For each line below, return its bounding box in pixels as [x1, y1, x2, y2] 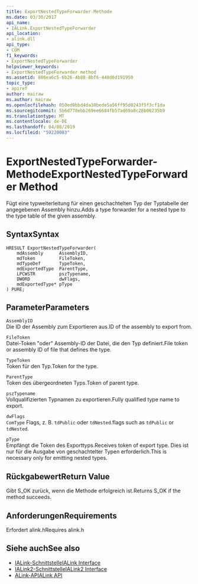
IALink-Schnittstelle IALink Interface [14, 559, 100, 566]
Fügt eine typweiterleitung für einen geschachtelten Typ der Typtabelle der [6, 199, 189, 207]
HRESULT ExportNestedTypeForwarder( [6, 245, 96, 251]
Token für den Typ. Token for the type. [6, 363, 99, 370]
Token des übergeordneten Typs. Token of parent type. [6, 379, 139, 387]
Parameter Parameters [6, 303, 90, 313]
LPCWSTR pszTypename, [17, 271, 92, 277]
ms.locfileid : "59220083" [6, 129, 70, 136]
